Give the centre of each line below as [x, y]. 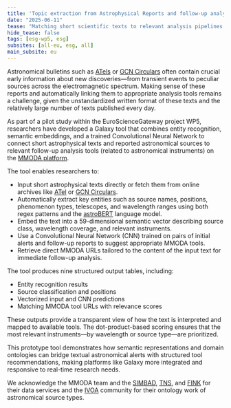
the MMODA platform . [38, 158]
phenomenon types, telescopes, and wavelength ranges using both [112, 206]
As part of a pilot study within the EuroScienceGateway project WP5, [104, 121]
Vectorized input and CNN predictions [71, 299]
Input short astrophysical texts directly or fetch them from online [108, 184]
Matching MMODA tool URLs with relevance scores [90, 306]
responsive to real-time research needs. [64, 369]
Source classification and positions [67, 291]
